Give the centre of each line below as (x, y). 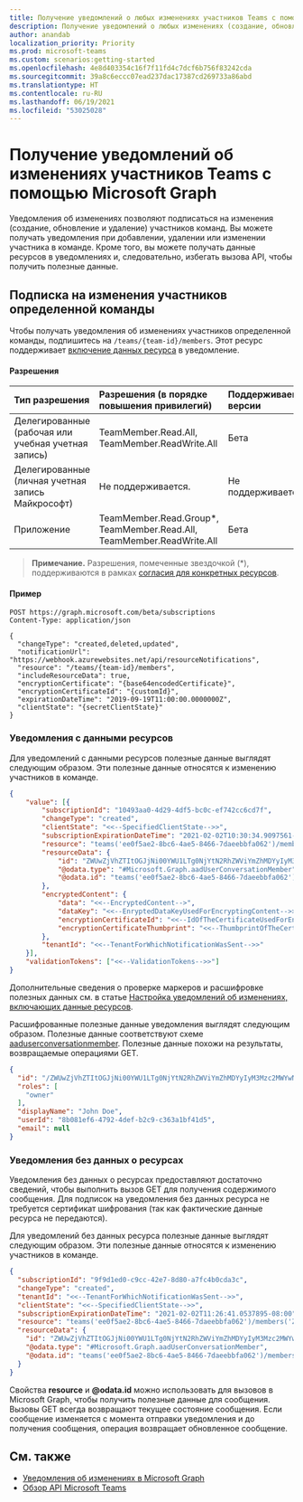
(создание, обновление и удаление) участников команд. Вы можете (141, 228)
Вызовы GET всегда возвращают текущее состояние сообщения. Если (146, 1409)
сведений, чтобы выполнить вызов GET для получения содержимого (143, 1189)
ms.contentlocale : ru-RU (56, 93)
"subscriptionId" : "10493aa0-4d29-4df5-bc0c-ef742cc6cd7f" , (157, 810)
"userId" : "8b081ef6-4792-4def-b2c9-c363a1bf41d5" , (117, 1120)
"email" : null (44, 1129)
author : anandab (40, 34)
